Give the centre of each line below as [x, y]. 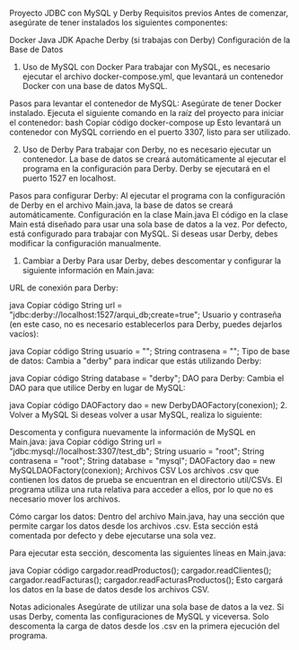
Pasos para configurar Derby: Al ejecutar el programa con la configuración [147, 196]
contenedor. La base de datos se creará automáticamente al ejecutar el [154, 159]
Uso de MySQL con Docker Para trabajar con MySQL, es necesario [146, 67]
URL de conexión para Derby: [64, 288]
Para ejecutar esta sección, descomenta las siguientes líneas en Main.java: [148, 553]
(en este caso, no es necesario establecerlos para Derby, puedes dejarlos [146, 324]
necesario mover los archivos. [65, 499]
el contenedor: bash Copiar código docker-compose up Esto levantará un [145, 122]
